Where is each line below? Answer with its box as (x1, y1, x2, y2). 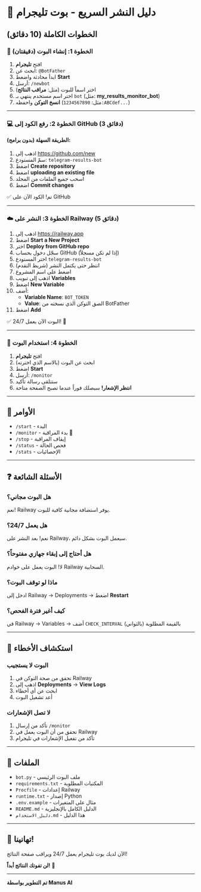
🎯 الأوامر (7, 407, 35, 417)
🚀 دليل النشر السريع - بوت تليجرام (7, 5, 156, 19)
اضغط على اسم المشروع (15, 268, 72, 275)
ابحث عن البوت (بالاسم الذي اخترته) (15, 358, 95, 366)
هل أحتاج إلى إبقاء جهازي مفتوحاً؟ (7, 549, 92, 558)
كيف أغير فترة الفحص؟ (7, 606, 65, 614)
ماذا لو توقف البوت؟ (7, 578, 58, 586)
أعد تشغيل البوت (15, 693, 53, 700)
